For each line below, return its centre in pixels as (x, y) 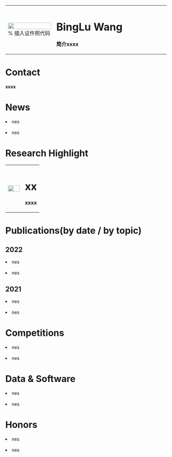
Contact (23, 73)
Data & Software (40, 379)
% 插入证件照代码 (29, 33)
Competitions (35, 333)
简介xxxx (67, 44)
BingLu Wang (89, 27)
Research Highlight (47, 153)
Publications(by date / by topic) (73, 231)
